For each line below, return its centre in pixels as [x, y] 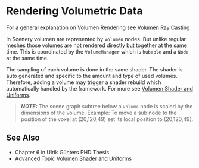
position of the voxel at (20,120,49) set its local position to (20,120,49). [107, 119]
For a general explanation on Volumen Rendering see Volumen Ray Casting [98, 27]
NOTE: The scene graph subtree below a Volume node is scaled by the [107, 106]
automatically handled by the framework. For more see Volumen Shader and [100, 88]
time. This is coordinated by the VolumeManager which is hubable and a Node [97, 51]
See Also [23, 138]
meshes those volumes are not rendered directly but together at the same [97, 45]
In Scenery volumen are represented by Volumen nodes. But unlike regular [96, 39]
